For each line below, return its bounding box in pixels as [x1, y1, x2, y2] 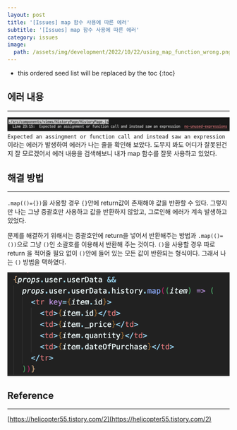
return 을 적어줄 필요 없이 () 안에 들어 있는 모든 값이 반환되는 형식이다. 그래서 [7, 249, 219, 258]
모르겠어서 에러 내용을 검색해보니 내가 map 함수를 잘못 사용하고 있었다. [22, 149, 217, 158]
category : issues [7, 34, 59, 41]
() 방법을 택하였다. [14, 258, 67, 266]
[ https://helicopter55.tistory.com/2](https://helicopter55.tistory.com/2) [7, 415, 212, 424]
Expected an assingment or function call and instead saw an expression [7, 133, 226, 141]
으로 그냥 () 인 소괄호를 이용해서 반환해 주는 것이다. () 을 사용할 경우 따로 [16, 240, 216, 249]
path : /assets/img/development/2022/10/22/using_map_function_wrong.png [13, 49, 232, 56]
